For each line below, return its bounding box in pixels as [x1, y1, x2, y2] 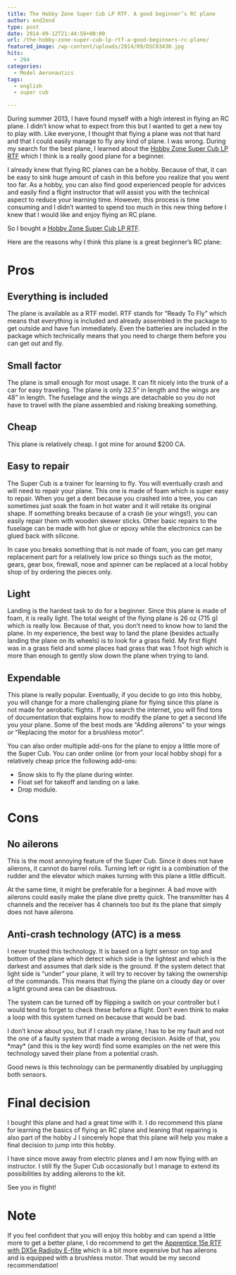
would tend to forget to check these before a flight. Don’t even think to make [7, 1006, 229, 1014]
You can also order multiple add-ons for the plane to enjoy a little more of [7, 741, 220, 751]
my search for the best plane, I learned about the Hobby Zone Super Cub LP [7, 144, 229, 153]
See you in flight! [7, 1183, 56, 1191]
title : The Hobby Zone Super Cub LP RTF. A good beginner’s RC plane [7, 10, 216, 18]
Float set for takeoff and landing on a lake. [17, 778, 141, 787]
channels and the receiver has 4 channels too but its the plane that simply [7, 900, 222, 909]
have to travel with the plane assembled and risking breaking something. [7, 400, 218, 409]
